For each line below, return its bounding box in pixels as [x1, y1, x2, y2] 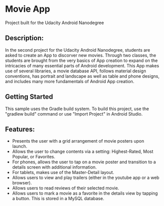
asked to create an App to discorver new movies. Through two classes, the [5, 52, 157, 58]
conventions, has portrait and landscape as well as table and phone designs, [5, 73, 160, 79]
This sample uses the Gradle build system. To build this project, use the [5, 106, 149, 112]
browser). [12, 180, 32, 186]
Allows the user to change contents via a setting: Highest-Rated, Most [12, 148, 154, 154]
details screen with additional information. [12, 164, 97, 170]
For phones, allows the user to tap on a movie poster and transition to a [12, 159, 156, 165]
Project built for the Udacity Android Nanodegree [5, 20, 104, 26]
